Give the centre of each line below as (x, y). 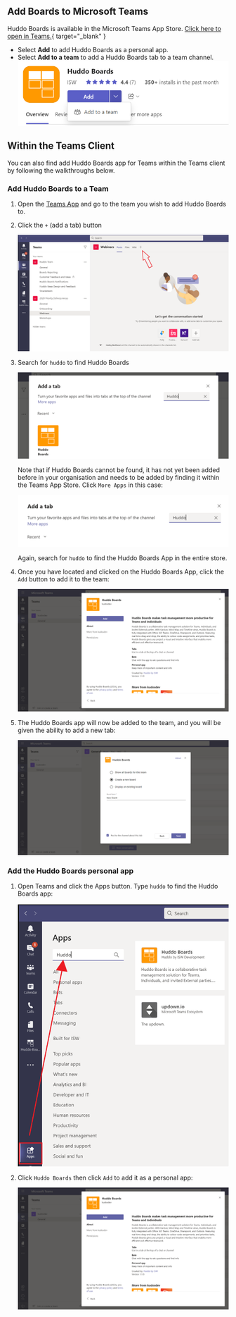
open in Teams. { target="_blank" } (57, 36)
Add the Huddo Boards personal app (71, 871)
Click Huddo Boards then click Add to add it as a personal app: (105, 1177)
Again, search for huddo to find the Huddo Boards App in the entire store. (122, 558)
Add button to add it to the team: (63, 579)
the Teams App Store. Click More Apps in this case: (90, 485)
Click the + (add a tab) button (59, 225)
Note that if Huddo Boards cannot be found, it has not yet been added (118, 470)
